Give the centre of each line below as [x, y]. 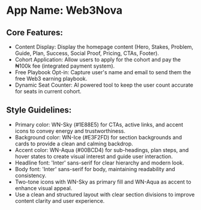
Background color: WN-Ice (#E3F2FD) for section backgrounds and [98, 137]
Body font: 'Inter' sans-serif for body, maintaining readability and [95, 169]
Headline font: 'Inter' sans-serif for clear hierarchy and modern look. [99, 163]
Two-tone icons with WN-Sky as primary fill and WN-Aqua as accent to [103, 182]
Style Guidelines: [39, 110]
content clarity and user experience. [60, 200]
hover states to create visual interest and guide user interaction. [94, 156]
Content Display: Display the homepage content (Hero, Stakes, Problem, [104, 47]
